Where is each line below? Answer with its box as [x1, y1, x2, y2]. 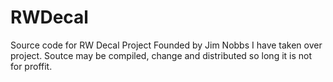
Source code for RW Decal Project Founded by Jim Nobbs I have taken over [10, 39, 323, 51]
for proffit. [10, 60, 53, 72]
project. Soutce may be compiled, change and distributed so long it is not [10, 49, 313, 61]
